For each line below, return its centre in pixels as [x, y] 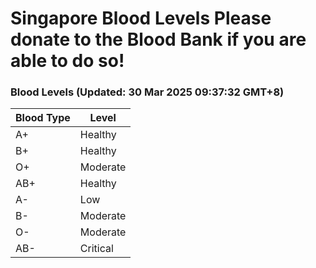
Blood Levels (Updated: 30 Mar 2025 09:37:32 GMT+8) [147, 92]
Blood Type [43, 118]
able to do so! [67, 61]
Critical [96, 249]
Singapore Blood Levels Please [141, 18]
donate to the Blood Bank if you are [158, 39]
